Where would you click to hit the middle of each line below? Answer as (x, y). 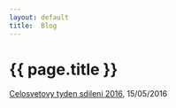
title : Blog (33, 26)
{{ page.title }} (64, 69)
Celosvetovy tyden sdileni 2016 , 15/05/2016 (88, 94)
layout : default (39, 17)
